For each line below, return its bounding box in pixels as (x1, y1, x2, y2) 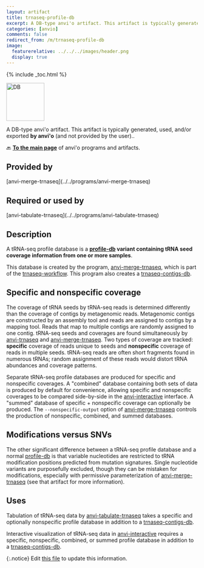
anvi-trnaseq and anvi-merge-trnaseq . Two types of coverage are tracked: (6, 336, 193, 343)
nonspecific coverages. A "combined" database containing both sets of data (6, 380, 198, 387)
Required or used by (6, 195, 84, 206)
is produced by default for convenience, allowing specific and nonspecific (6, 386, 192, 393)
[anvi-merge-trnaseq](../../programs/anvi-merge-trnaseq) (6, 178, 151, 185)
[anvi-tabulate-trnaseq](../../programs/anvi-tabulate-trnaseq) (6, 212, 159, 219)
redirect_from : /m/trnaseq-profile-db (6, 37, 104, 43)
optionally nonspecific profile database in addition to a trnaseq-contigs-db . (6, 518, 194, 526)
